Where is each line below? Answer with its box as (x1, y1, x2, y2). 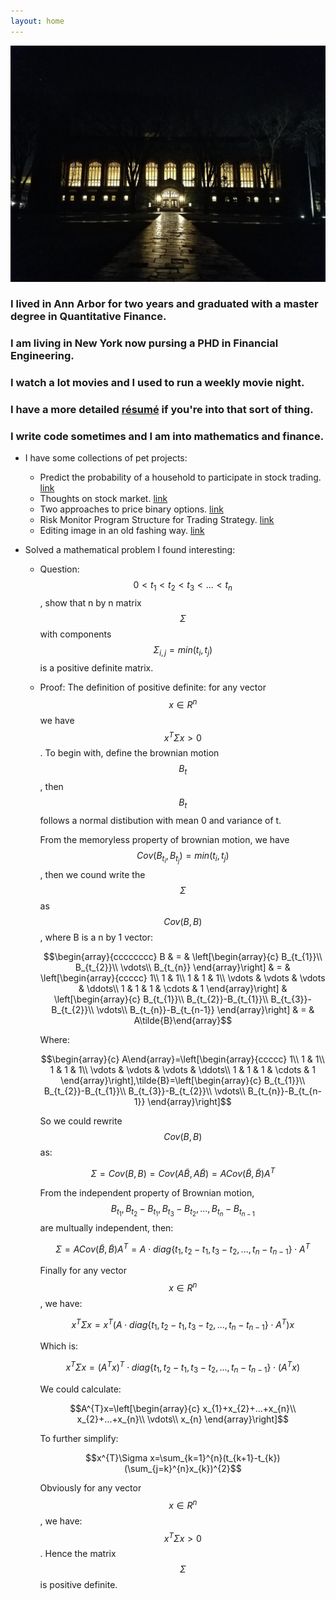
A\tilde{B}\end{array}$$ (133, 1015, 233, 1027)
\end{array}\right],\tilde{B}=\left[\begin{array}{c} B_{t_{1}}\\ (60, 1075, 306, 1087)
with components (39, 628, 112, 640)
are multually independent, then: (39, 1221, 174, 1234)
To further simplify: (39, 1432, 119, 1444)
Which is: (39, 1340, 79, 1352)
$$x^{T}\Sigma (84, 1451, 148, 1464)
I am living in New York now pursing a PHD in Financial (10, 336, 279, 350)
